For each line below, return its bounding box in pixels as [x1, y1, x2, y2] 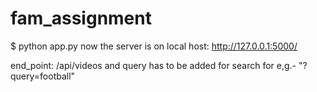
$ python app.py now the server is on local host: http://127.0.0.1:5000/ [10, 40, 298, 52]
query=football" [10, 70, 76, 82]
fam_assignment [10, 7, 152, 30]
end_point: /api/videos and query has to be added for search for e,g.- [10, 59, 297, 71]
